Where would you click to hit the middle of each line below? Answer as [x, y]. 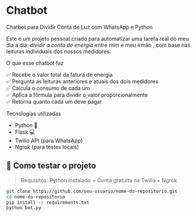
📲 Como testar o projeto [51, 166]
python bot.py [24, 208]
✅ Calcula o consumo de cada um [48, 88]
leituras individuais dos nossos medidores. [59, 51]
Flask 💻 [25, 132]
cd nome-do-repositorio [36, 197]
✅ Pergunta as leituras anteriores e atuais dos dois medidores [82, 81]
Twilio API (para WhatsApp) [49, 140]
